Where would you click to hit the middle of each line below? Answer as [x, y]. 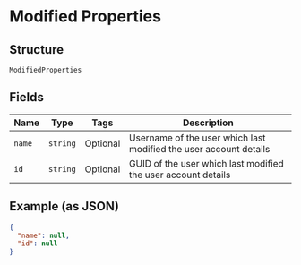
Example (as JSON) [64, 206]
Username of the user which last [197, 138]
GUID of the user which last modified [206, 163]
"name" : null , [43, 235]
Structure [37, 50]
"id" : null [38, 244]
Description [208, 123]
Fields [27, 97]
